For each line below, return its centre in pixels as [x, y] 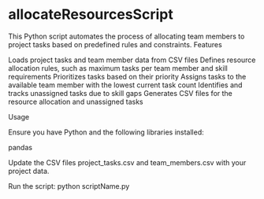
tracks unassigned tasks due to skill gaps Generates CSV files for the [120, 93]
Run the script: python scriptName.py [69, 186]
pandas [20, 147]
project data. [29, 171]
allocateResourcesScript [91, 15]
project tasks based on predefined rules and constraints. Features [115, 44]
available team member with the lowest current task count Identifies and [125, 85]
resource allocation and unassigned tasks [76, 101]
